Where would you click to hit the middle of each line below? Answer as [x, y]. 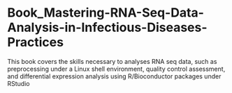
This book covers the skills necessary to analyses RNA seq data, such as [112, 61]
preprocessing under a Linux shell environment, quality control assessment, [116, 69]
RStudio [19, 83]
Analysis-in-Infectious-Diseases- [107, 27]
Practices [36, 42]
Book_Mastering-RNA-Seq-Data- [106, 13]
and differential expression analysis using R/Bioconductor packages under [114, 76]
